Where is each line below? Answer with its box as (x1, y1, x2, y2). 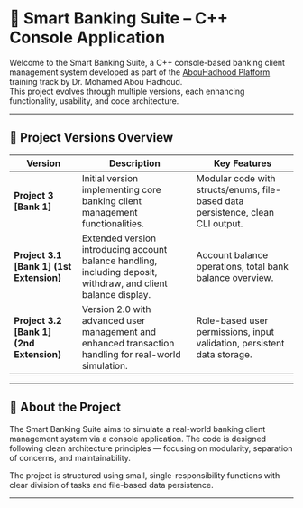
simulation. (81, 359, 128, 372)
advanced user (81, 314, 146, 327)
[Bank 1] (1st (14, 260, 72, 272)
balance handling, (81, 254, 158, 267)
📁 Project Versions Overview (9, 130, 174, 145)
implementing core (81, 183, 161, 196)
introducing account (81, 243, 168, 255)
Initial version (81, 171, 139, 184)
